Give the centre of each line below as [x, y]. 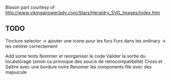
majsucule [16, 72]
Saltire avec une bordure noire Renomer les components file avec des [79, 67]
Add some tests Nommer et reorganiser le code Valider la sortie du [76, 56]
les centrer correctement [31, 46]
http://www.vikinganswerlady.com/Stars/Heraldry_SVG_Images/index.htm [83, 13]
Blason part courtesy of [30, 7]
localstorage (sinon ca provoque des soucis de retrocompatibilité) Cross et [84, 61]
